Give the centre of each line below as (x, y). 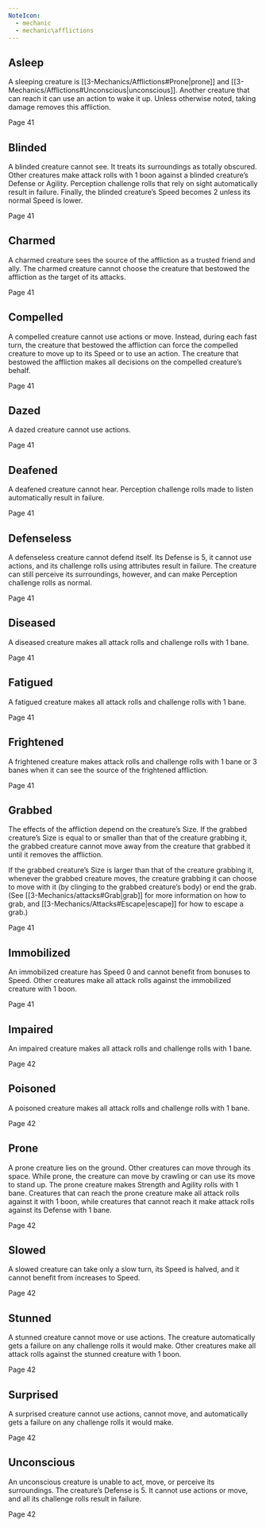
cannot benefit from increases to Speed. (74, 1278)
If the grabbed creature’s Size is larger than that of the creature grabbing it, (131, 870)
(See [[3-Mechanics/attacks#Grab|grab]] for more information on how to (127, 896)
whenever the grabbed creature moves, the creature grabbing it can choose (133, 879)
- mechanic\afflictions (54, 30)
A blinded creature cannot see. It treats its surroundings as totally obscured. (133, 167)
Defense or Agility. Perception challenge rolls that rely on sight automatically (133, 183)
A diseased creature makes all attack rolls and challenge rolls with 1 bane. (129, 642)
